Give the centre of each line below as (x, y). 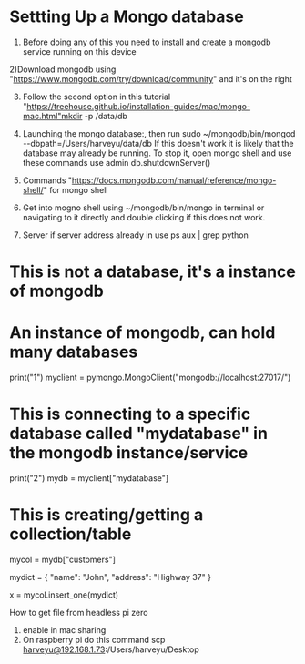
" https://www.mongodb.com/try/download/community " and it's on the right (151, 78)
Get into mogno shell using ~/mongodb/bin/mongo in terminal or (143, 208)
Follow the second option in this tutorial (97, 97)
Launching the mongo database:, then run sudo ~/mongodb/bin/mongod (159, 133)
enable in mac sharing (64, 629)
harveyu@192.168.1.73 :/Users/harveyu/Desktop (111, 649)
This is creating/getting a (107, 515)
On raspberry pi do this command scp (94, 639)
